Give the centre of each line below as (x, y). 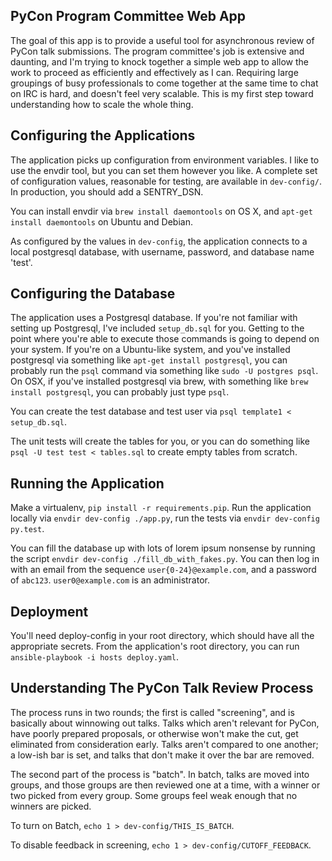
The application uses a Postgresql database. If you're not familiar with (154, 318)
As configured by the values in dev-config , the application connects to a (159, 241)
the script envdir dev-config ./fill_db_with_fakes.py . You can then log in (165, 559)
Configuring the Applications (103, 135)
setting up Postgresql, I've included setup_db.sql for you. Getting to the (157, 328)
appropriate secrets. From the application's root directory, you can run (155, 646)
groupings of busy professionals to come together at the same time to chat (164, 83)
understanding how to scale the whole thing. (102, 104)
